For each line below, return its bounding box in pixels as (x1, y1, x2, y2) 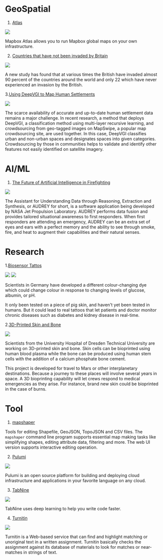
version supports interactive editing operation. (5, 444, 98, 450)
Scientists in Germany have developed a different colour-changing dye (5, 282, 147, 288)
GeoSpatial (5, 3, 51, 15)
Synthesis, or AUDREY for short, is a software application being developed (5, 203, 154, 209)
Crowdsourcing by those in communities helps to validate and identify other (5, 141, 157, 147)
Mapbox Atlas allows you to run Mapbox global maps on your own (5, 38, 137, 44)
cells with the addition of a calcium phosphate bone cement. (5, 355, 127, 362)
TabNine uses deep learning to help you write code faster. (5, 505, 122, 511)
